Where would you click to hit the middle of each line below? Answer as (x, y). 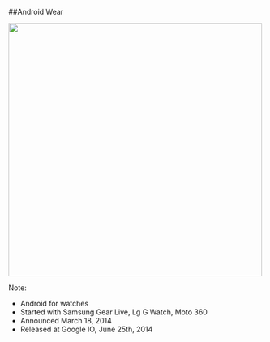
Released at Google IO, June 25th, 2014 (86, 329)
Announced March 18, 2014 (66, 321)
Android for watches (54, 304)
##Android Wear (36, 12)
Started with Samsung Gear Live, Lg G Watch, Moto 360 (114, 312)
